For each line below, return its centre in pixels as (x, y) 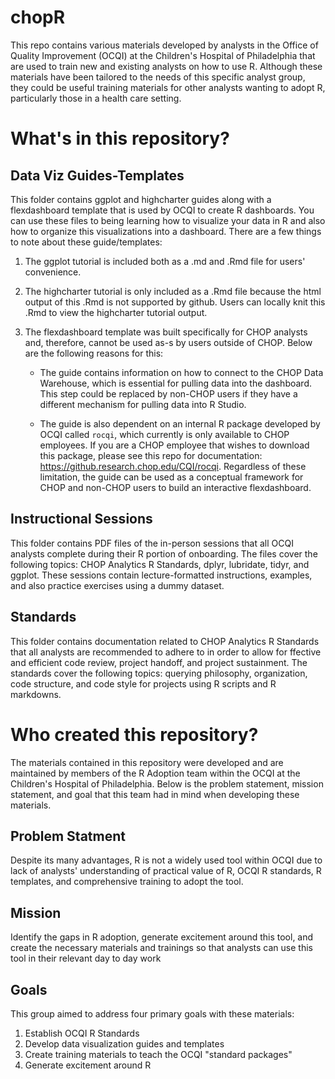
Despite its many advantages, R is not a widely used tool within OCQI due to (166, 860)
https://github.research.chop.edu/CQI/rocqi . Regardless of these (173, 466)
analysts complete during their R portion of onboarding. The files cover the (164, 553)
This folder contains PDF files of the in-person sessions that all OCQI (152, 543)
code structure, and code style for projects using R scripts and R (143, 683)
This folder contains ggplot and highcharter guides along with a (141, 199)
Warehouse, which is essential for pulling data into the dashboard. (175, 383)
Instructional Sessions (81, 519)
